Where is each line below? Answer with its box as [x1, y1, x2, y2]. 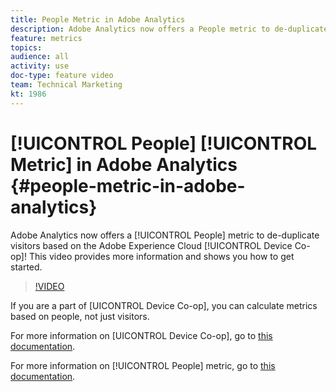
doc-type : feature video [10, 71, 114, 81]
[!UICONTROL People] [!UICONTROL [10, 132, 318, 155]
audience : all [10, 52, 70, 62]
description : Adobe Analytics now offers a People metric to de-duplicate [10, 24, 329, 34]
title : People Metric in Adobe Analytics [10, 14, 186, 25]
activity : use [10, 61, 70, 71]
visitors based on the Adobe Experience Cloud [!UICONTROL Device [10, 239, 293, 251]
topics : [10, 42, 43, 53]
